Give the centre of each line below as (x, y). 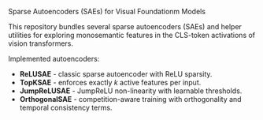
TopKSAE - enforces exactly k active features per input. (110, 82)
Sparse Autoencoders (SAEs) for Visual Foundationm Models (107, 11)
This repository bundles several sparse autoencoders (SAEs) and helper (125, 26)
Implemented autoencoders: (54, 59)
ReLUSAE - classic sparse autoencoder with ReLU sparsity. (116, 74)
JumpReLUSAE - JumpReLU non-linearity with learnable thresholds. (131, 91)
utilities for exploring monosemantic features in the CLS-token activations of (132, 35)
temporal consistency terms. (66, 107)
